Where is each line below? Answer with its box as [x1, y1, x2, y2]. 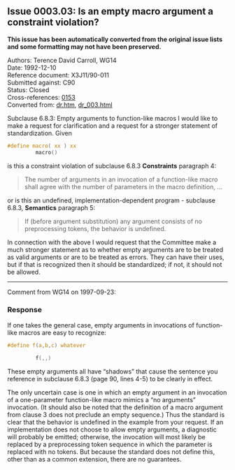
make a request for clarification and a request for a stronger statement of [7, 122, 218, 130]
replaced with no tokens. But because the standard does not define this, [7, 447, 215, 456]
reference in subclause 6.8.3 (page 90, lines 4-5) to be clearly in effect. [7, 374, 213, 383]
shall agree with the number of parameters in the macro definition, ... [24, 182, 222, 191]
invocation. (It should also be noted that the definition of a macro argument [7, 403, 223, 411]
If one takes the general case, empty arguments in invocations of [7, 321, 194, 329]
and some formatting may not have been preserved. [7, 42, 162, 51]
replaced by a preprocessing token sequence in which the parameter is [7, 440, 213, 448]
